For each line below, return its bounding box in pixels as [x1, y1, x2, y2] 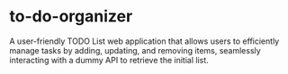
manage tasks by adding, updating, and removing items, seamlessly [9, 45, 261, 55]
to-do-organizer [9, 6, 133, 27]
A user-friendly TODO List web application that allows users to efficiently [9, 36, 280, 46]
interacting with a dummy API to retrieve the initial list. [9, 54, 209, 65]
